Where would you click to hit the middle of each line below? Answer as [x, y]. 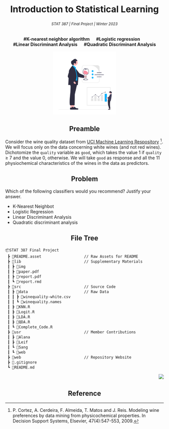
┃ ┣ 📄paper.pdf [23, 272]
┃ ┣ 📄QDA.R [19, 322]
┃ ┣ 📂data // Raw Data [58, 292]
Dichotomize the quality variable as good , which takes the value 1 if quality [83, 152]
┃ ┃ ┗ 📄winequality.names [34, 302]
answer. [13, 196]
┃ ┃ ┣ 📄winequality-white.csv [39, 297]
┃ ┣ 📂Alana [19, 337]
